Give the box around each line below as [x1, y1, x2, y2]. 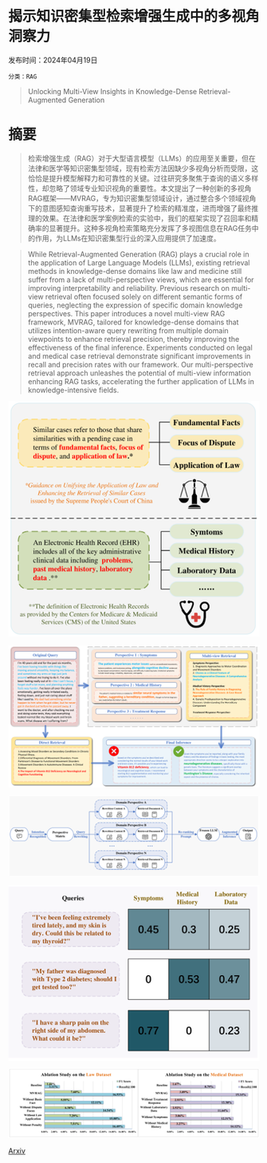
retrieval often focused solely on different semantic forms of [45, 292, 243, 301]
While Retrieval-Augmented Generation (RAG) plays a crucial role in [27, 249, 249, 259]
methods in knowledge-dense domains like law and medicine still [27, 266, 242, 276]
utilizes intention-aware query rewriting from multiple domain [27, 325, 229, 335]
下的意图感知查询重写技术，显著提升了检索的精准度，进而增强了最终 [27, 203, 252, 212]
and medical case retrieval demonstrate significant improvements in [27, 351, 251, 360]
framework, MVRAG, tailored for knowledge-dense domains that [27, 317, 239, 327]
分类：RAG [8, 73, 37, 81]
